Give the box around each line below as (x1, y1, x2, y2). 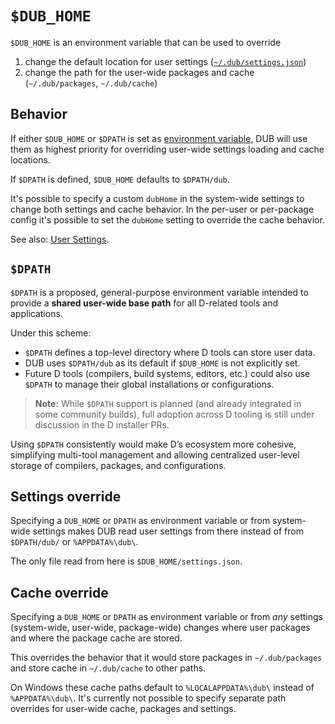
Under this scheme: (10, 327, 92, 339)
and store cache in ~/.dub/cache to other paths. (10, 662, 207, 674)
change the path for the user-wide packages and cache (24, 66, 255, 78)
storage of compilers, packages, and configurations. (10, 459, 227, 471)
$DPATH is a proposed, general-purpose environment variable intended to (10, 286, 309, 298)
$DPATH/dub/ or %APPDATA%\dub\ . (10, 536, 139, 548)
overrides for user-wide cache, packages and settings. (10, 703, 237, 715)
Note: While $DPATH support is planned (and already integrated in (34, 397, 302, 409)
